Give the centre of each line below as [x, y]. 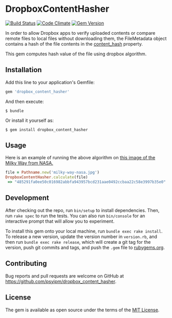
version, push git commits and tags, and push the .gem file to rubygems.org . [85, 247]
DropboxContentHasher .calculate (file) [47, 177]
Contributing [26, 263]
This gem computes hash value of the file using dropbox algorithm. [76, 54]
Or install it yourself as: [29, 120]
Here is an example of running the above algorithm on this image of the [80, 158]
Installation [24, 70]
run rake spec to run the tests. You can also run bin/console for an [75, 216]
